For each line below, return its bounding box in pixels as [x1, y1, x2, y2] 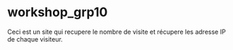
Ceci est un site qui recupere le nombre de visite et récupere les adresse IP [7, 27, 226, 36]
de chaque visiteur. [7, 35, 64, 43]
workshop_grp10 [7, 4, 108, 20]
